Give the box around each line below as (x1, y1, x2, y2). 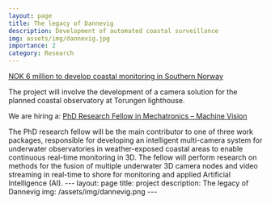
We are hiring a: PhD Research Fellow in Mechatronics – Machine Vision (8, 111, 248, 121)
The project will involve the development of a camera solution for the (8, 87, 238, 97)
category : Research (8, 49, 74, 57)
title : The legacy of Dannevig (8, 19, 114, 27)
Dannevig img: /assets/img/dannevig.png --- (8, 187, 158, 196)
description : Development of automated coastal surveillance (8, 27, 219, 35)
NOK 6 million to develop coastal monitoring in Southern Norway (8, 72, 224, 81)
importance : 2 (8, 42, 57, 50)
